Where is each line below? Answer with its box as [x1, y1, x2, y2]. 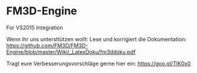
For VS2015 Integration [6, 24, 63, 31]
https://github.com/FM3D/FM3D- [6, 42, 89, 49]
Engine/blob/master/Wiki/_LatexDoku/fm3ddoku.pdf [6, 48, 136, 55]
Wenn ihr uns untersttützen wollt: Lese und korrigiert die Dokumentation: [6, 35, 187, 42]
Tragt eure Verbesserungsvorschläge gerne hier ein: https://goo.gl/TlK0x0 [6, 60, 191, 67]
